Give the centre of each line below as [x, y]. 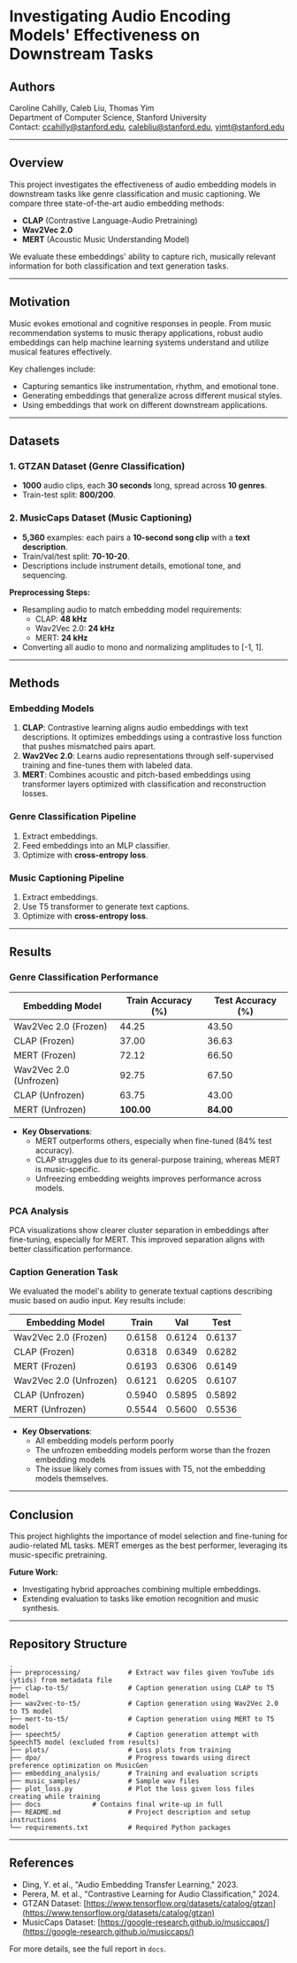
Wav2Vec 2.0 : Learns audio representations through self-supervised [148, 756]
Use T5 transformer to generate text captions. [106, 906]
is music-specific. [68, 1169]
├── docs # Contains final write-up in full [116, 1804]
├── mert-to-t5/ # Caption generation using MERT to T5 [142, 1719]
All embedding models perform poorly [104, 1441]
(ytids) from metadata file [61, 1680]
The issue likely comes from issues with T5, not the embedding [150, 1469]
